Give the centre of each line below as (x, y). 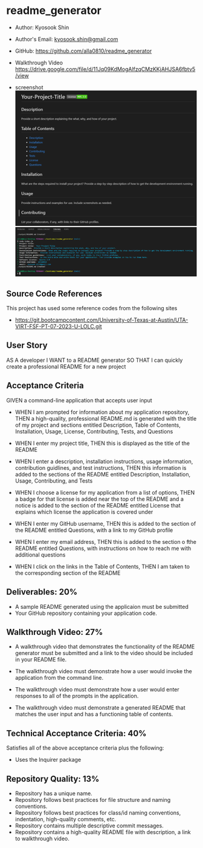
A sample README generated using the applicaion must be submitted (101, 606)
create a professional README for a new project (66, 366)
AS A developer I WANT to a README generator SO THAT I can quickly (95, 360)
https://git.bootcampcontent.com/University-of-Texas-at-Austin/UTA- (101, 320)
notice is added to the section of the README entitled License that (98, 505)
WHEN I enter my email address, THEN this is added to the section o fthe (105, 541)
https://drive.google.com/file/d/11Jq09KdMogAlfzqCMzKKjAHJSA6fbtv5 (105, 69)
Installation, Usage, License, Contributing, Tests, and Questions (94, 431)
